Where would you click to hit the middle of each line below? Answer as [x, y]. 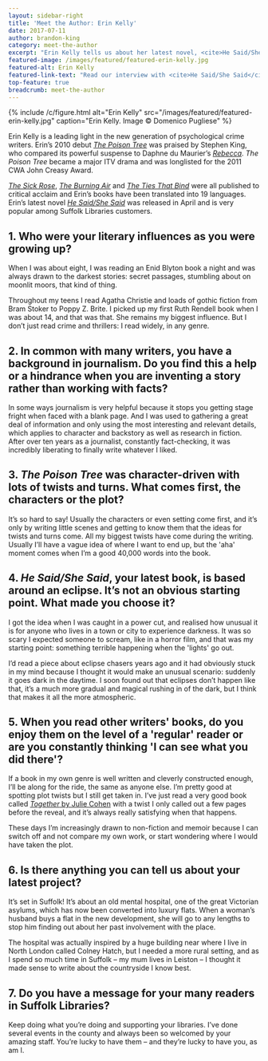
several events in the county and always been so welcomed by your [120, 1033]
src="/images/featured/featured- [198, 112]
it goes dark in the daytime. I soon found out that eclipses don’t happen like [132, 680]
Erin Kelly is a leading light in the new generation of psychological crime [126, 136]
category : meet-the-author [53, 45]
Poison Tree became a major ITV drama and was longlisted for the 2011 [125, 162]
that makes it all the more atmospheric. [72, 697]
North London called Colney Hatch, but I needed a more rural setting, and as [134, 951]
